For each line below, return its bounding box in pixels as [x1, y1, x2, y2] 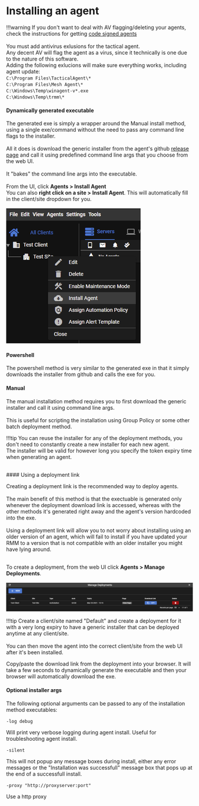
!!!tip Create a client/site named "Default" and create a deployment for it [6, 617, 182, 625]
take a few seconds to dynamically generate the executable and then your [6, 667, 187, 674]
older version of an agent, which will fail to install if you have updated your [6, 533, 188, 540]
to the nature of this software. [6, 55, 79, 62]
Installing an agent [6, 4, 99, 18]
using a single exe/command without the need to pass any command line [6, 126, 185, 133]
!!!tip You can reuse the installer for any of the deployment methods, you [6, 434, 182, 441]
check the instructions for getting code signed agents [6, 30, 137, 37]
